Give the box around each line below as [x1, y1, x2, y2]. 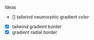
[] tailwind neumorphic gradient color [12, 14, 89, 19]
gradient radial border [12, 29, 57, 35]
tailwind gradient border [12, 23, 62, 29]
